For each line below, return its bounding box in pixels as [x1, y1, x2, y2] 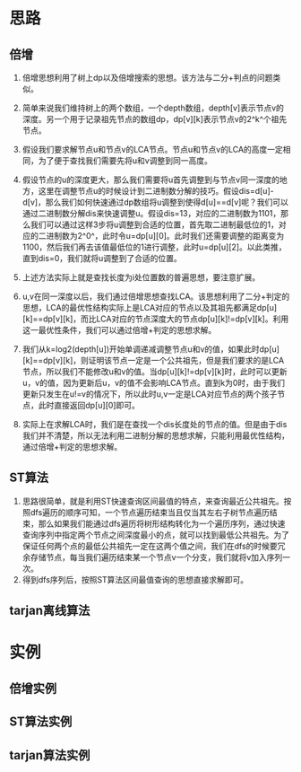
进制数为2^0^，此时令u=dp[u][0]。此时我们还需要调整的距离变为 [46, 231, 285, 241]
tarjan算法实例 [9, 747, 90, 763]
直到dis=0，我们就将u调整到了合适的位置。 [21, 253, 182, 263]
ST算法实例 [9, 715, 73, 730]
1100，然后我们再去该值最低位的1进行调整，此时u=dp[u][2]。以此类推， [21, 241, 287, 252]
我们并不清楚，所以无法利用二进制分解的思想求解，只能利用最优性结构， [21, 430, 289, 441]
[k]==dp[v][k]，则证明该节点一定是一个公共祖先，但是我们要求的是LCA [21, 355, 285, 365]
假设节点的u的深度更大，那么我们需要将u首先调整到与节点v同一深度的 [21, 174, 280, 185]
